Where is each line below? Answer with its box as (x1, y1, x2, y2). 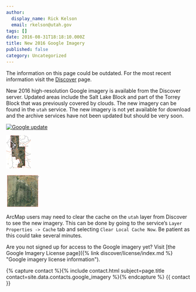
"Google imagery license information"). (6, 256, 101, 263)
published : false (6, 47, 49, 53)
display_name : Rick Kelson (11, 15, 77, 22)
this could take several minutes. (6, 232, 82, 239)
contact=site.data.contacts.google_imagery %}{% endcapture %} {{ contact (6, 273, 190, 280)
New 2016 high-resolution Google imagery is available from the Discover (6, 87, 181, 94)
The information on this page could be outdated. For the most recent (6, 69, 171, 76)
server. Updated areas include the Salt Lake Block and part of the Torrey (6, 93, 181, 100)
